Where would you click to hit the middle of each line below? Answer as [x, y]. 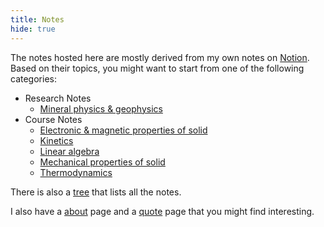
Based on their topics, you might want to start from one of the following [157, 68]
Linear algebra [69, 151]
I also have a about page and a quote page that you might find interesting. [162, 211]
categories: [33, 78]
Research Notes [58, 98]
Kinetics [56, 140]
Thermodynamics [76, 172]
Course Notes [53, 119]
